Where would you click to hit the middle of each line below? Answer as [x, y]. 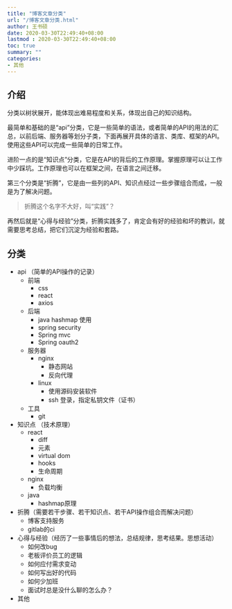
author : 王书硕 [27, 26]
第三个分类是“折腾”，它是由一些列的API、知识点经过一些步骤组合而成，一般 [115, 183]
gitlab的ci [41, 529]
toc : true [21, 46]
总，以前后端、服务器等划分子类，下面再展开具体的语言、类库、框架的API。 [115, 136]
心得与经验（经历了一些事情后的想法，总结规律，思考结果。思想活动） [117, 538]
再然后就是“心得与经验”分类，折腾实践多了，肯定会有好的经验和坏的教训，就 [116, 221]
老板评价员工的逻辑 [55, 556]
